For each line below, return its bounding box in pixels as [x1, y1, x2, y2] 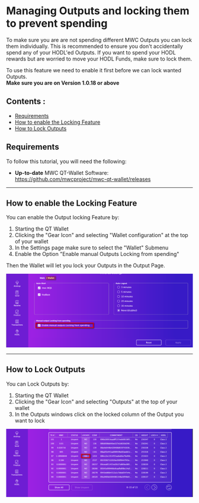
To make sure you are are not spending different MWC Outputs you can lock [6, 36, 192, 43]
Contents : [6, 97, 46, 107]
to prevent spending [6, 17, 108, 30]
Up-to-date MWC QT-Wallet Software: [14, 169, 109, 176]
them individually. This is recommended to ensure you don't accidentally [6, 43, 184, 50]
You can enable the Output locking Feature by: [6, 214, 120, 221]
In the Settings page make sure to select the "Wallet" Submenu [14, 244, 169, 251]
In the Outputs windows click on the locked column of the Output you [14, 411, 184, 418]
